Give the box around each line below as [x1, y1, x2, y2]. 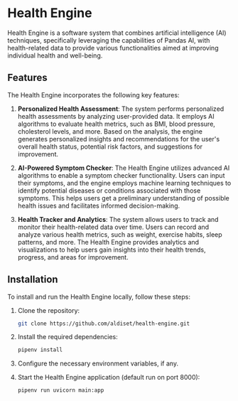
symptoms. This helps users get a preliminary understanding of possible [17, 193, 229, 202]
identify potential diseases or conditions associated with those [17, 186, 201, 195]
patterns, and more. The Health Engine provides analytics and [17, 237, 200, 246]
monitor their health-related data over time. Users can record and [17, 223, 210, 231]
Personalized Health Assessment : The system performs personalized [17, 105, 225, 113]
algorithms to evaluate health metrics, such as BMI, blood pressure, [17, 119, 215, 128]
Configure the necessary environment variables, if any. [17, 359, 179, 368]
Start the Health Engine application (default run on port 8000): [17, 373, 200, 382]
